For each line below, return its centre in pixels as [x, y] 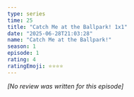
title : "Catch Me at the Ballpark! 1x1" [68, 27]
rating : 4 [22, 60]
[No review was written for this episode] [66, 86]
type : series [26, 14]
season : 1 [22, 46]
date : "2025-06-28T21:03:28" [50, 33]
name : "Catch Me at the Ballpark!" [60, 40]
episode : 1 [23, 53]
